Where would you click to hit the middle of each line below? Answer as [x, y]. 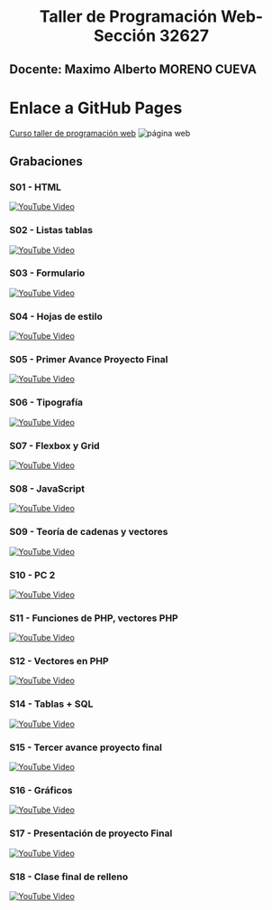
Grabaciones [46, 161]
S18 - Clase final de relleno [69, 877]
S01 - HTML [35, 187]
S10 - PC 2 [32, 575]
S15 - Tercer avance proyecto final [86, 747]
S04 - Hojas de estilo [56, 316]
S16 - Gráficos [41, 790]
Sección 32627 [151, 36]
